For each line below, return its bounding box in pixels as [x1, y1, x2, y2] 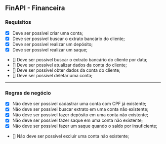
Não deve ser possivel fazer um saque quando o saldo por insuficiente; [12, 123, 158, 129]
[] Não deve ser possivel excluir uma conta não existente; [12, 133, 129, 139]
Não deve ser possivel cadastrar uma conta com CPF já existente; [12, 101, 147, 107]
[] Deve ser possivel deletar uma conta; [12, 72, 93, 78]
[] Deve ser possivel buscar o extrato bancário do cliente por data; [12, 56, 148, 62]
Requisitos [5, 19, 31, 26]
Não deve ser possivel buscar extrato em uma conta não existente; [12, 106, 149, 112]
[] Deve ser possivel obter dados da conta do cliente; [12, 67, 121, 73]
